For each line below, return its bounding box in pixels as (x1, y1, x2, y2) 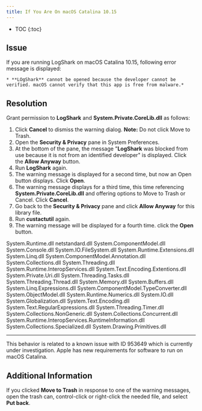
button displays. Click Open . (14, 177, 85, 184)
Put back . (6, 400, 31, 407)
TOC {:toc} (14, 25, 42, 32)
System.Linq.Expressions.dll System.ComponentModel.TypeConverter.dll (6, 285, 188, 292)
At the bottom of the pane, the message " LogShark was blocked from (14, 145, 188, 152)
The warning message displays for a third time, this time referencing (14, 184, 185, 191)
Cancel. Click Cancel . (14, 196, 69, 203)
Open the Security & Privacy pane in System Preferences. (14, 139, 160, 146)
